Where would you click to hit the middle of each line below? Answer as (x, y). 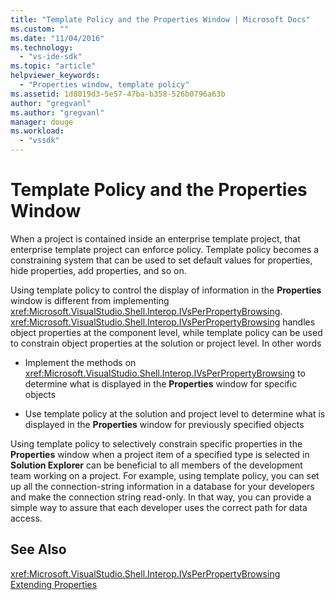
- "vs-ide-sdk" (51, 57)
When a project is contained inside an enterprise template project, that (155, 238)
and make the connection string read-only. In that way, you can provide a (161, 497)
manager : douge (42, 122)
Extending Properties (54, 584)
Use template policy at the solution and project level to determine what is (175, 413)
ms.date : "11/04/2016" (57, 38)
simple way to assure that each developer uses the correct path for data (159, 507)
